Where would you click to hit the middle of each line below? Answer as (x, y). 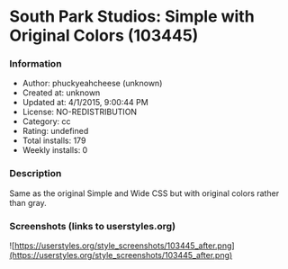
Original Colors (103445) (104, 36)
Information (36, 64)
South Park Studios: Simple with (132, 17)
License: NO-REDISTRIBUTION (80, 112)
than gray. (28, 202)
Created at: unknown (61, 93)
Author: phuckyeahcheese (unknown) (92, 84)
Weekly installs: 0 (55, 150)
